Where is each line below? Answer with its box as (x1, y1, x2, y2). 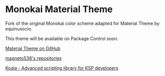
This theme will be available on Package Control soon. (5, 35, 119, 42)
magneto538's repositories (5, 55, 62, 61)
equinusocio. (5, 25, 32, 31)
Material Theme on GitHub (5, 45, 61, 51)
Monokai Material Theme (5, 4, 113, 15)
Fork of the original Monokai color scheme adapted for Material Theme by (5, 20, 160, 26)
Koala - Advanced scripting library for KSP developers (5, 65, 118, 71)
